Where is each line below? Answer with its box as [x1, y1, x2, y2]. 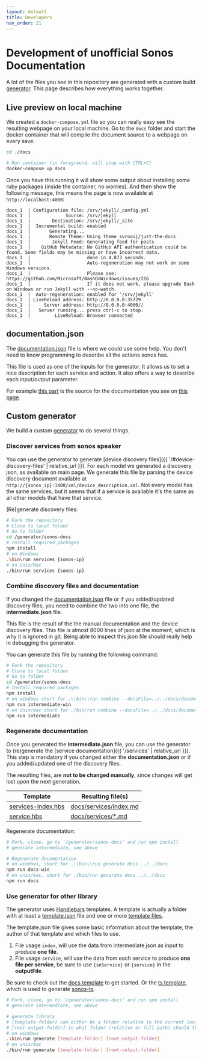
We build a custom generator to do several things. [6, 427, 130, 434]
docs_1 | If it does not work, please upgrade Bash [6, 281, 195, 287]
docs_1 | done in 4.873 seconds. [6, 254, 147, 260]
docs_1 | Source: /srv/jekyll [6, 212, 117, 218]
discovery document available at [6, 474, 87, 482]
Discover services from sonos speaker [6, 442, 121, 450]
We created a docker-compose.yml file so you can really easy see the [6, 118, 176, 126]
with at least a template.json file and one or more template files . [6, 912, 164, 919]
